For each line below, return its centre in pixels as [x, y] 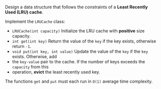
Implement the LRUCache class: [35, 22]
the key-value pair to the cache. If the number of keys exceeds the [79, 62]
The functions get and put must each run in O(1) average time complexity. [79, 81]
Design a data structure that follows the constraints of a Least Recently [76, 7]
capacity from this [30, 67]
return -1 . [22, 46]
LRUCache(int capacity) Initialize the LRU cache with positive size [78, 31]
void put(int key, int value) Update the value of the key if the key [80, 51]
